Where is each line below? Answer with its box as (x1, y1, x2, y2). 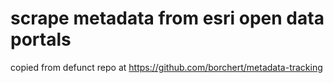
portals (10, 28, 72, 51)
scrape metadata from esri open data (10, 7, 325, 30)
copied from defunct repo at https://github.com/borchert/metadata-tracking (10, 61, 323, 73)
